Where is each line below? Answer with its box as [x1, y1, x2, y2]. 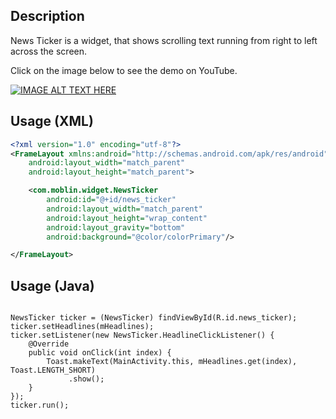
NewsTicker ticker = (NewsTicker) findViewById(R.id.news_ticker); [10, 313, 298, 323]
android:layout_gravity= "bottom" [46, 222, 186, 233]
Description [10, 8, 85, 25]
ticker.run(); [10, 400, 70, 411]
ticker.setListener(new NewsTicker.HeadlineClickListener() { [10, 330, 275, 341]
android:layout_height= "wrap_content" [46, 213, 208, 223]
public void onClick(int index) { [28, 348, 172, 358]
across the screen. [10, 45, 88, 57]
